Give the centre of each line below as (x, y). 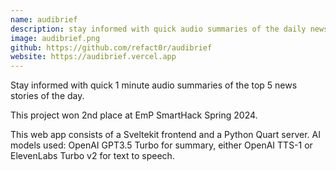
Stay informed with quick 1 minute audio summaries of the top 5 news (154, 85)
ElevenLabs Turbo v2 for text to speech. (92, 156)
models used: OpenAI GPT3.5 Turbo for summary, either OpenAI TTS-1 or (161, 145)
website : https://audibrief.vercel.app (93, 57)
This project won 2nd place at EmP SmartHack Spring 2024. (134, 115)
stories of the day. (47, 96)
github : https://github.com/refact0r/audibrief (111, 47)
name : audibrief (44, 19)
